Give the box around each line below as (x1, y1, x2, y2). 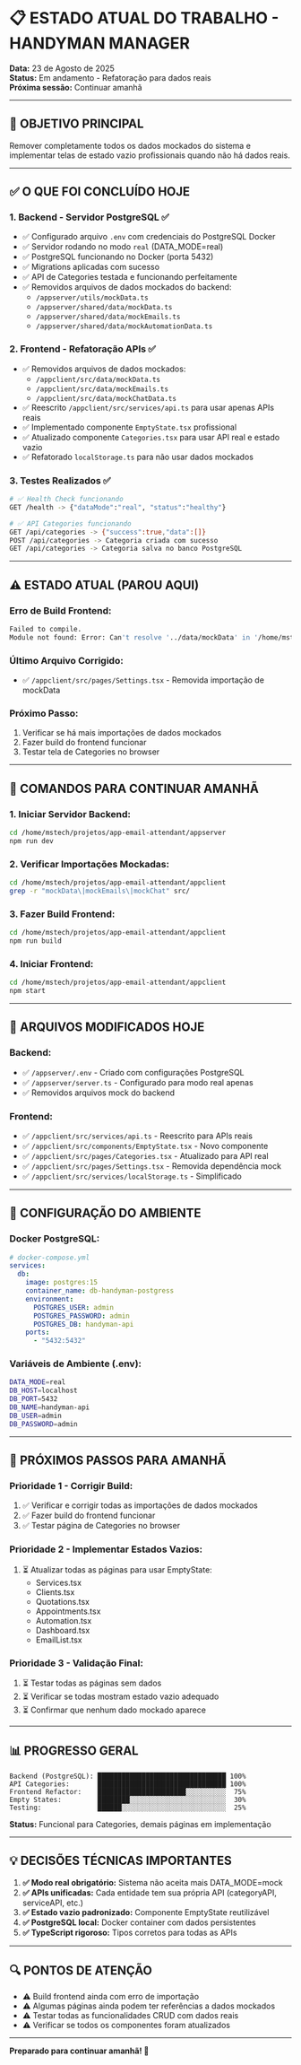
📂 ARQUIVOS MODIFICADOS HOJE (9, 1020, 205, 1035)
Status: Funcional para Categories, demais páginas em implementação (9, 1818, 271, 1829)
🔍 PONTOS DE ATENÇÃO (9, 1963, 152, 1979)
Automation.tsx (35, 1615, 92, 1625)
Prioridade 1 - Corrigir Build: (9, 1480, 133, 1493)
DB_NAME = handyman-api (9, 1403, 90, 1412)
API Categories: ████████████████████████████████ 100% (9, 1779, 246, 1789)
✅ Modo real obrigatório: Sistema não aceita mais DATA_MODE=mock (21, 1877, 284, 1887)
